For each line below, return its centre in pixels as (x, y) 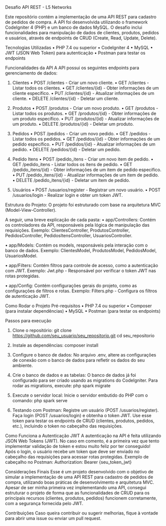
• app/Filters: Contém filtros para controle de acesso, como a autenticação (82, 265)
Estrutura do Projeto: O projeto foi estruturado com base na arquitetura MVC (83, 205)
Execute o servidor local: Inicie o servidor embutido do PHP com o (80, 395)
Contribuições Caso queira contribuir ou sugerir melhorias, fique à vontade (82, 513)
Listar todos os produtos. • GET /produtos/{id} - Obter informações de (84, 113)
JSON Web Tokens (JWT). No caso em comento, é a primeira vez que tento (82, 441)
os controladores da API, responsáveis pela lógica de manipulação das (77, 225)
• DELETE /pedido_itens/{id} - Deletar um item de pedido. (71, 180)
